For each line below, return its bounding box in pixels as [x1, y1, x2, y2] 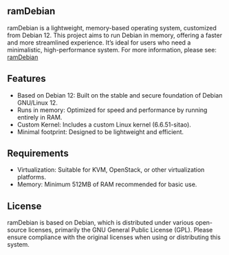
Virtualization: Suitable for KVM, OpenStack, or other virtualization [17, 166, 205, 174]
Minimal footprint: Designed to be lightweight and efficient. [17, 127, 184, 136]
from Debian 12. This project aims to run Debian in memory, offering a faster [7, 31, 222, 39]
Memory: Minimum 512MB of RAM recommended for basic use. [17, 180, 197, 188]
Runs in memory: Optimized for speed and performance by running [17, 106, 208, 114]
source [7, 226, 28, 234]
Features [7, 73, 46, 85]
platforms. [17, 173, 47, 181]
